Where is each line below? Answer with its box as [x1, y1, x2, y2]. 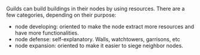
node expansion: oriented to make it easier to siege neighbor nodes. [14, 42, 184, 49]
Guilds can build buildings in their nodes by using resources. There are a [6, 5, 185, 12]
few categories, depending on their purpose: [6, 11, 117, 19]
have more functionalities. [14, 29, 79, 36]
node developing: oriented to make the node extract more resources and [14, 23, 195, 30]
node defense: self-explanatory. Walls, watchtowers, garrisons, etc [14, 36, 181, 42]
